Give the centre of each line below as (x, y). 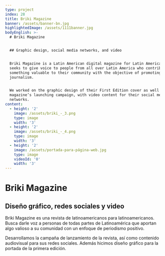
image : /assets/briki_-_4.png (45, 132)
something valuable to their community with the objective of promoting (85, 73)
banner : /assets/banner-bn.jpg (37, 23)
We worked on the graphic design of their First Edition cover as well (84, 91)
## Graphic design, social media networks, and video (66, 50)
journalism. (22, 77)
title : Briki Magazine (28, 19)
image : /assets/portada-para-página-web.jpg (60, 150)
